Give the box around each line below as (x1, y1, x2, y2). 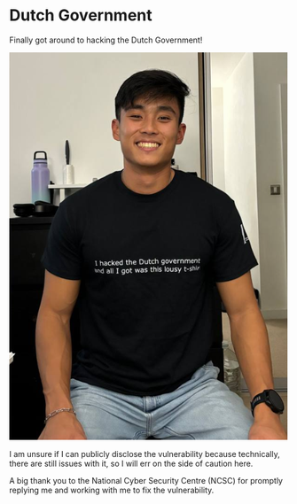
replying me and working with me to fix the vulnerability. (9, 485, 215, 495)
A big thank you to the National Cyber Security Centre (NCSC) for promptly (9, 475, 284, 485)
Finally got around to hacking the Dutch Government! (9, 35, 203, 45)
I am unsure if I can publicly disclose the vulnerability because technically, (9, 448, 281, 459)
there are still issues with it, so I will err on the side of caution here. (9, 458, 254, 469)
